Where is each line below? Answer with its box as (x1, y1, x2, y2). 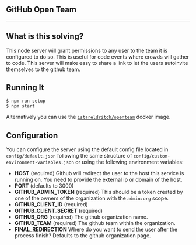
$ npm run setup (6, 98, 45, 104)
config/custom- (133, 154, 170, 159)
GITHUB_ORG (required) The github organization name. (14, 213, 148, 220)
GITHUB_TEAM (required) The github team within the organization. (14, 220, 176, 227)
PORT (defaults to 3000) (14, 182, 74, 189)
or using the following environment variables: (75, 158, 184, 166)
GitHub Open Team (6, 5, 77, 15)
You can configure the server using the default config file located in (6, 146, 169, 153)
